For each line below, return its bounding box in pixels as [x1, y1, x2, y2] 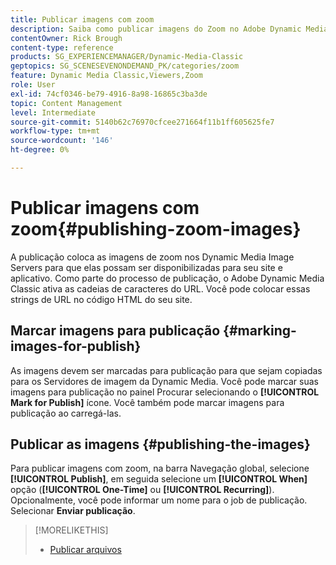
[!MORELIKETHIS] [34, 524, 109, 536]
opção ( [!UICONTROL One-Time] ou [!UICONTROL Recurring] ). [10, 484, 275, 496]
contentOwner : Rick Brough [10, 33, 123, 43]
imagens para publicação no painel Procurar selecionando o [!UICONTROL [10, 386, 320, 398]
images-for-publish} [10, 338, 142, 355]
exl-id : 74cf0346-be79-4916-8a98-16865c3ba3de [10, 89, 208, 99]
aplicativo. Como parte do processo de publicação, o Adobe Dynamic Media [10, 272, 325, 284]
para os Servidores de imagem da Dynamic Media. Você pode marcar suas [10, 375, 319, 387]
